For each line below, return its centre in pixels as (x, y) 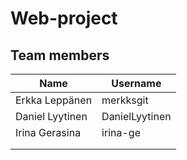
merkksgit (125, 100)
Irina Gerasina (48, 132)
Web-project (64, 18)
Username (136, 83)
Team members (60, 55)
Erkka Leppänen (54, 100)
